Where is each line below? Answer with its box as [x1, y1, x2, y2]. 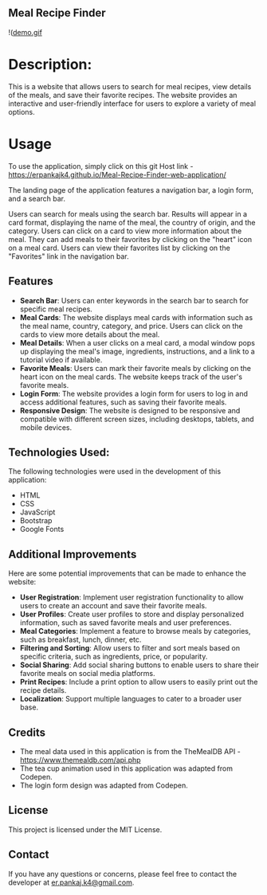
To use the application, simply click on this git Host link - [8, 161, 194, 170]
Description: [8, 56, 92, 73]
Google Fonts [19, 525, 65, 534]
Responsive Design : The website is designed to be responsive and [19, 405, 241, 415]
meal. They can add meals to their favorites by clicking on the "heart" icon [8, 234, 253, 244]
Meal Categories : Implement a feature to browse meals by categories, [19, 627, 251, 636]
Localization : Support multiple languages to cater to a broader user [19, 694, 242, 704]
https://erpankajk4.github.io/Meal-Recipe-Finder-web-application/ [8, 170, 226, 179]
